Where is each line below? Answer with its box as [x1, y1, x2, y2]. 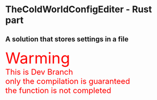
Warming [5, 48, 71, 67]
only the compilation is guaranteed [5, 77, 130, 86]
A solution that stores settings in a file [5, 35, 129, 43]
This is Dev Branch [5, 67, 73, 77]
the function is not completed [5, 86, 111, 95]
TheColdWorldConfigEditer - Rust [5, 4, 152, 15]
